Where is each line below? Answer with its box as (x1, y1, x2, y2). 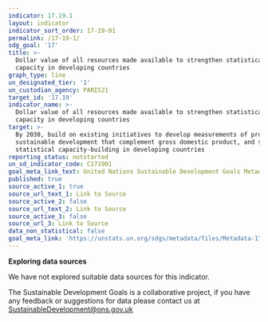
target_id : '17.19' (8, 93, 73, 101)
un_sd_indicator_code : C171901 (8, 161, 112, 169)
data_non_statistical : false (8, 227, 105, 236)
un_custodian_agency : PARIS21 (8, 85, 109, 94)
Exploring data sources (8, 256, 87, 266)
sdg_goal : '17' (8, 42, 59, 50)
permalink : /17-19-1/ (8, 34, 81, 42)
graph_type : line (8, 71, 66, 79)
